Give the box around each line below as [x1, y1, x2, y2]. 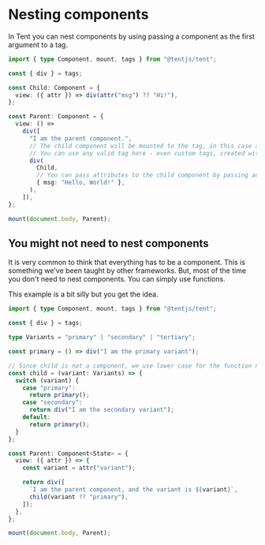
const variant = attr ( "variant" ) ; [22, 464, 136, 472]
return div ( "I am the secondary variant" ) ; [28, 406, 175, 414]
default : [22, 413, 51, 421]
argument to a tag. [8, 39, 69, 49]
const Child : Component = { [8, 84, 101, 91]
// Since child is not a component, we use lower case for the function [8, 361, 252, 370]
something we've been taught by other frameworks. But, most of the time [8, 266, 247, 275]
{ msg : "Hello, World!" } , [36, 179, 125, 187]
